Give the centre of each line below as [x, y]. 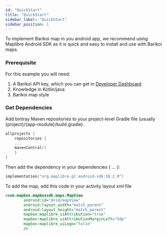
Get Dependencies [29, 108]
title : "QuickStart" [27, 15]
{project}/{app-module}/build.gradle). [45, 124]
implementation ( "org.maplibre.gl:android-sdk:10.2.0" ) [65, 176]
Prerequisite [21, 63]
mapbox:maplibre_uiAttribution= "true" [65, 215]
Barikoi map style [31, 94]
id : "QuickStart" [24, 10]
